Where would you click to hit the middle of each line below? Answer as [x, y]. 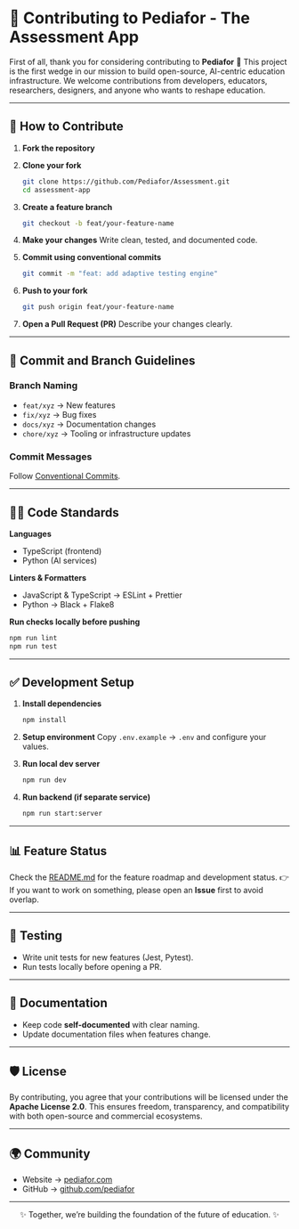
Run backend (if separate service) [86, 797]
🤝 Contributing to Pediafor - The [130, 18]
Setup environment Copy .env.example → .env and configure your [144, 737]
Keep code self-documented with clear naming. [111, 1024]
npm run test [33, 646]
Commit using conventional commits [92, 257]
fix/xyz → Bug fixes [59, 414]
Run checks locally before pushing [75, 622]
